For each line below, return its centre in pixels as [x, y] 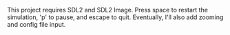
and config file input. [36, 24]
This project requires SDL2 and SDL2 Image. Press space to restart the [108, 10]
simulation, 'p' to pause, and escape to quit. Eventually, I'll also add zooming [115, 17]
